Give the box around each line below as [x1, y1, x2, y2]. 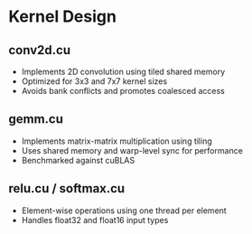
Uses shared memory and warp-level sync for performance [21, 145, 243, 155]
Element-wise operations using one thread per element [21, 205, 227, 216]
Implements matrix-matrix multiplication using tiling [21, 136, 213, 146]
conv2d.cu [8, 42, 71, 58]
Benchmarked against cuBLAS [21, 154, 135, 165]
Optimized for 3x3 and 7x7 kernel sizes [21, 76, 168, 87]
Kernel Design [8, 6, 117, 27]
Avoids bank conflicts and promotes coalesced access [21, 86, 225, 96]
